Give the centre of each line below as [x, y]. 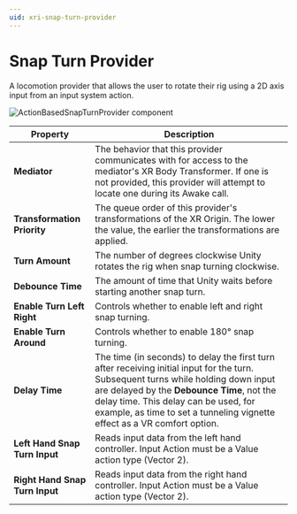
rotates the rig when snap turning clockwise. [187, 266]
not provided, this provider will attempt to [180, 182]
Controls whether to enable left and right [179, 306]
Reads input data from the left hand [168, 437]
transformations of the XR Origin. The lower [185, 219]
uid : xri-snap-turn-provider [63, 17]
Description [189, 134]
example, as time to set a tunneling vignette [185, 412]
